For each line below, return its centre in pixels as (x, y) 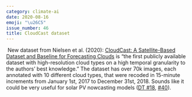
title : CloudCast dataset (38, 34)
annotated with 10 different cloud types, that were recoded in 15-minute (93, 75)
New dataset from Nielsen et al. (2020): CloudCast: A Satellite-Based (92, 50)
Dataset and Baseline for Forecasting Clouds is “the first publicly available (96, 56)
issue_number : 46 (27, 28)
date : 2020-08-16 (27, 17)
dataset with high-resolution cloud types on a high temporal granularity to (96, 63)
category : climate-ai (33, 11)
